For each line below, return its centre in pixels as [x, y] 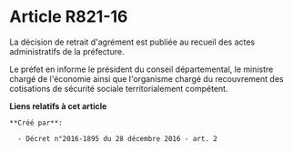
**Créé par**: [36, 123]
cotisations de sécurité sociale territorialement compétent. [119, 88]
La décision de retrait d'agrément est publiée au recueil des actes [132, 42]
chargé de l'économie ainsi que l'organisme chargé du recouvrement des [146, 78]
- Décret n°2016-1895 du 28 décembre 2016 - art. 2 [118, 138]
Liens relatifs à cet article [58, 106]
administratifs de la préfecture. [67, 51]
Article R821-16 [69, 17]
